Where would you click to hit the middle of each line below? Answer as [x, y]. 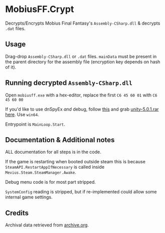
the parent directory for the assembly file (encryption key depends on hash [83, 62]
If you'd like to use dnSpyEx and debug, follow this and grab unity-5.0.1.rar [82, 109]
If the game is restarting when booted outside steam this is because [75, 162]
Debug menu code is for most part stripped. [51, 182]
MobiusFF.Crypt [40, 9]
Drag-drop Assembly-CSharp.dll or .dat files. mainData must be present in [81, 56]
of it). [11, 67]
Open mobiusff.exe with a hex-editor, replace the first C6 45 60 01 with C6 [81, 95]
